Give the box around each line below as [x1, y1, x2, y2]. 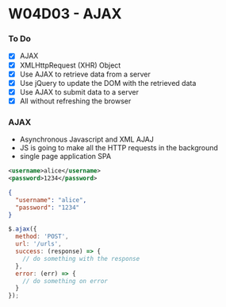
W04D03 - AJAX [8, 5, 122, 23]
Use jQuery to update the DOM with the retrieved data [19, 78, 197, 87]
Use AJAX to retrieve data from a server [19, 69, 151, 79]
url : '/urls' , [15, 240, 62, 248]
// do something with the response [22, 255, 140, 262]
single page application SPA [19, 152, 112, 161]
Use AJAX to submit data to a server [19, 87, 139, 96]
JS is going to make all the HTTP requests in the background [19, 143, 218, 153]
